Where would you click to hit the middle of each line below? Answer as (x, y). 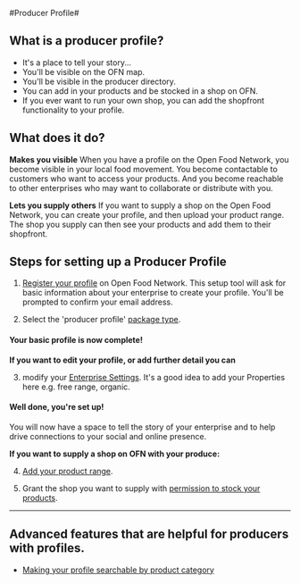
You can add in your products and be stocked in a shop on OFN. (140, 91)
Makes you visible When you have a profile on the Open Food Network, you (149, 159)
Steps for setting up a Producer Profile (118, 262)
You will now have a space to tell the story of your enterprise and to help (142, 427)
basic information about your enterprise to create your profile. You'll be (153, 293)
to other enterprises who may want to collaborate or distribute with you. (142, 188)
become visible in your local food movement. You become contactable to (144, 169)
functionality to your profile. (73, 110)
